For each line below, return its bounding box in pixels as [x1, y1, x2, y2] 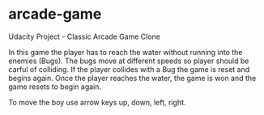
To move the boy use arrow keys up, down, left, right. [8, 97, 186, 107]
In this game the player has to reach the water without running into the [8, 47, 243, 57]
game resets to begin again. [8, 82, 102, 92]
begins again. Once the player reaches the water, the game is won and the [8, 73, 257, 83]
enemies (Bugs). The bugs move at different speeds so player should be [8, 56, 249, 66]
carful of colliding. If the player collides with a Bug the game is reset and [8, 64, 250, 74]
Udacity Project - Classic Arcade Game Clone [8, 32, 160, 41]
